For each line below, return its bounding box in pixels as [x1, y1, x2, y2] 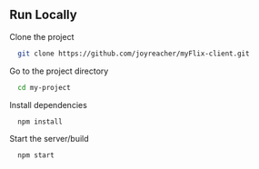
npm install [17, 117, 64, 126]
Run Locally [9, 7, 77, 23]
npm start [17, 151, 55, 160]
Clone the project [9, 31, 75, 42]
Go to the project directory [9, 65, 109, 76]
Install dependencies [9, 99, 88, 110]
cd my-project [17, 83, 71, 92]
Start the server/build [9, 134, 89, 144]
